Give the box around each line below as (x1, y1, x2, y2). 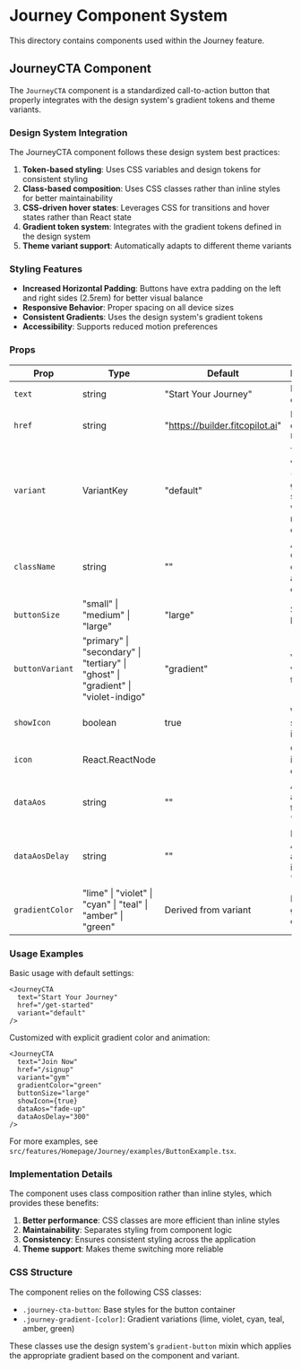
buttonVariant (13, 663, 74, 674)
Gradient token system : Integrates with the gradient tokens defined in (21, 222, 282, 232)
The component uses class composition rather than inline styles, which (9, 1188, 271, 1199)
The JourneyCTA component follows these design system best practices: (9, 147, 280, 158)
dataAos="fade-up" (17, 1104, 87, 1113)
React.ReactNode (82, 753, 157, 765)
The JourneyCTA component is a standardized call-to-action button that (9, 84, 271, 95)
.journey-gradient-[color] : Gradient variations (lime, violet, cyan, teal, (21, 1313, 285, 1324)
